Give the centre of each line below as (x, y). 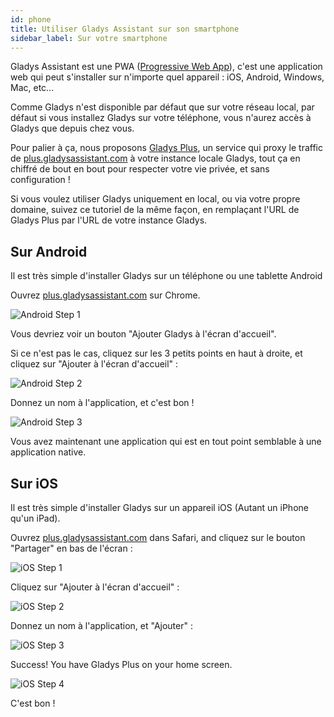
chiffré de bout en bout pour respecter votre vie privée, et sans (140, 169)
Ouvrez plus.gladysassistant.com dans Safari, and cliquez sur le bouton (158, 537)
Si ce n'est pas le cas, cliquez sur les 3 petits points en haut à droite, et (156, 353)
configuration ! (40, 180)
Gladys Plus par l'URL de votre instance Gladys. (109, 220)
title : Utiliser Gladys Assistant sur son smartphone (125, 29)
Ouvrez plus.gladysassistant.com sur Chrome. (105, 295)
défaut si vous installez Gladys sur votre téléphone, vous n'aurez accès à (161, 118)
